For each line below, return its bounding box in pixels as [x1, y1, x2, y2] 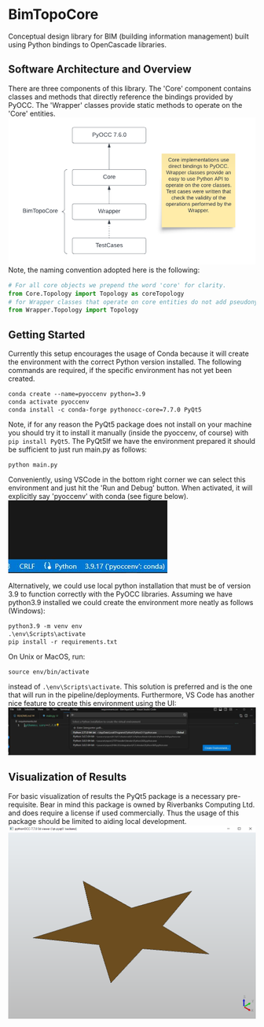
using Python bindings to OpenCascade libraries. [8, 39, 167, 49]
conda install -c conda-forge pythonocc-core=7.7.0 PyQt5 [8, 406, 202, 414]
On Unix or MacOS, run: [8, 652, 86, 662]
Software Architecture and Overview [8, 63, 192, 76]
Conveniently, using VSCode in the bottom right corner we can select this [8, 475, 246, 485]
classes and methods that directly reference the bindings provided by [8, 92, 233, 102]
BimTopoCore [8, 6, 99, 24]
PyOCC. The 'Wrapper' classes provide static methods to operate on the [8, 100, 243, 109]
